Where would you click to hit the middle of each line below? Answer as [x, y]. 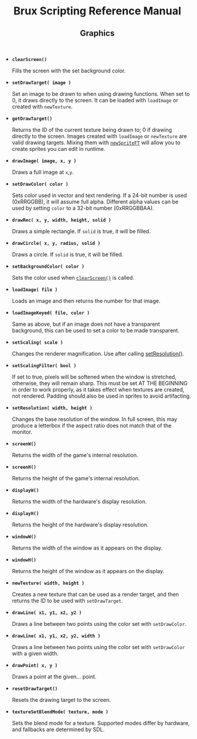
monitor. [22, 432]
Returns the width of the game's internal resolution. [75, 455]
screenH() [24, 467]
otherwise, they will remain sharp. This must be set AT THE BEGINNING [100, 383]
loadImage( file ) [35, 290]
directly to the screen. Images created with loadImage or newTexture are [99, 136]
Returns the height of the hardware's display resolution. [80, 525]
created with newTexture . [42, 107]
